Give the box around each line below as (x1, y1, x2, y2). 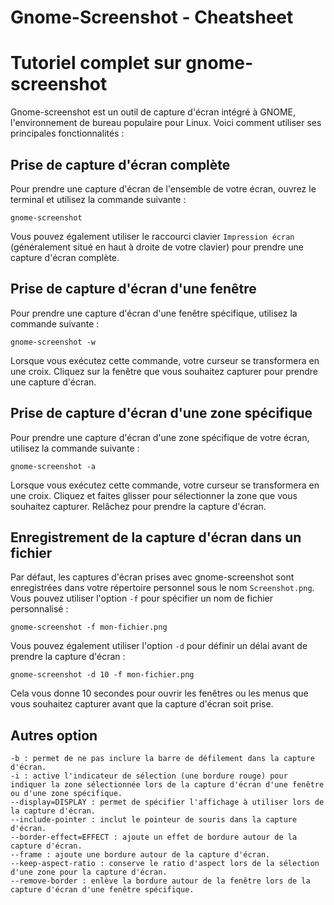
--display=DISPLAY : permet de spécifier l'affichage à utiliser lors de (10, 797, 325, 808)
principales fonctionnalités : (10, 127, 125, 140)
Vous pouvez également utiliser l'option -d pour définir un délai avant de (10, 640, 308, 652)
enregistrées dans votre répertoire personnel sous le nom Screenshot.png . (10, 582, 315, 594)
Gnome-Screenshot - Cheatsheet (10, 6, 294, 29)
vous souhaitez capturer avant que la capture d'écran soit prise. (10, 698, 274, 710)
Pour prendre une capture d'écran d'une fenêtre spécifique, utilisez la (10, 307, 298, 319)
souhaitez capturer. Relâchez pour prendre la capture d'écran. (10, 500, 267, 512)
